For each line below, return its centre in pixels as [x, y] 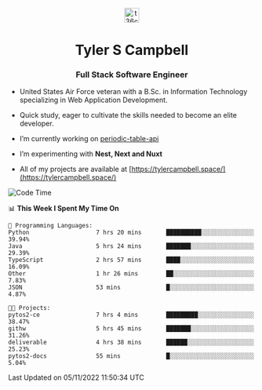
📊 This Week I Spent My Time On [64, 209]
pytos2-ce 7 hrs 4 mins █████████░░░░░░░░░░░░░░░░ [131, 315]
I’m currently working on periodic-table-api [89, 139]
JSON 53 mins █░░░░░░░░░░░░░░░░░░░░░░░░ [131, 288]
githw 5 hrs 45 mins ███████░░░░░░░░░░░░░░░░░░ [131, 329]
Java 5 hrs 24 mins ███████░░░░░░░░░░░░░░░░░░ [131, 246]
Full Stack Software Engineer [132, 75]
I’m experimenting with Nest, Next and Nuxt [91, 154]
